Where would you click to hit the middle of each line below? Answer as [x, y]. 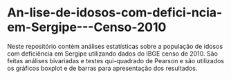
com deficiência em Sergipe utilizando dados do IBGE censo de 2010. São [112, 54]
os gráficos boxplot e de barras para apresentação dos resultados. [102, 68]
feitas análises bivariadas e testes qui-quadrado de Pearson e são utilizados [116, 60]
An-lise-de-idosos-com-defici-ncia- [115, 13]
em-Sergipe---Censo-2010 [87, 27]
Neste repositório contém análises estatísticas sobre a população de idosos [115, 46]
